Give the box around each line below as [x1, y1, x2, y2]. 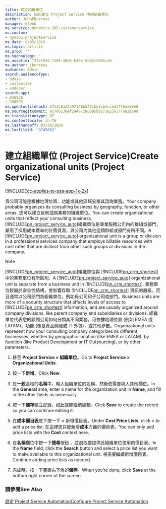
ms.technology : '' [5, 53, 43, 59]
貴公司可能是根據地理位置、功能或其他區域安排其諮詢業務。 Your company [5, 198, 157, 204]
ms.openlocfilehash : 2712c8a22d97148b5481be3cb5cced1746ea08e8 [5, 104, 139, 109]
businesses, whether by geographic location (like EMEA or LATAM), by [5, 334, 149, 340]
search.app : [5, 90, 30, 95]
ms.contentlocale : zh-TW [5, 118, 56, 123]
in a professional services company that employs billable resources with [5, 238, 153, 244]
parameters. [5, 344, 30, 350]
